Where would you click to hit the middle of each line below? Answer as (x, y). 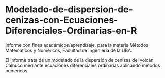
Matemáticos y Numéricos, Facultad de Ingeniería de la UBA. (69, 50)
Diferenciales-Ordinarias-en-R (71, 31)
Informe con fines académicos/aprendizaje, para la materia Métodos (77, 45)
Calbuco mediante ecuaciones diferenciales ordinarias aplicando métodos (83, 65)
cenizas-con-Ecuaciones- (62, 20)
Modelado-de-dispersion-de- (69, 9)
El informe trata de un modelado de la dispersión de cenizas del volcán (79, 60)
